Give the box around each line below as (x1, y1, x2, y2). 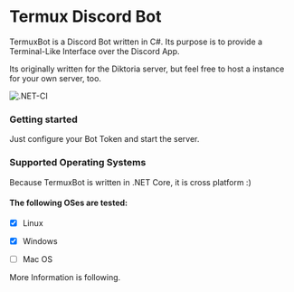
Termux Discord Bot (9, 6, 162, 27)
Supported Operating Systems (9, 156, 147, 169)
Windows (22, 235, 58, 246)
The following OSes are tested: (9, 197, 128, 209)
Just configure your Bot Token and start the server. (9, 134, 200, 145)
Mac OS (22, 253, 52, 264)
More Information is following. (9, 271, 121, 282)
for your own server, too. (9, 72, 102, 83)
